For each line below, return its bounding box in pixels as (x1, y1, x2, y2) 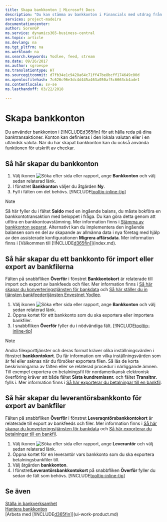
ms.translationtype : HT (5, 68, 55, 73)
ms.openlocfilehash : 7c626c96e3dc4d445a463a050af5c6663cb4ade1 (5, 77, 140, 82)
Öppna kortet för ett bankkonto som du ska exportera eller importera (12, 312, 154, 318)
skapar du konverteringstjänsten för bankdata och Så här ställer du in (5, 287, 148, 293)
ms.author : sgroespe (5, 63, 48, 68)
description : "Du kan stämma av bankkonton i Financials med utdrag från (5, 12, 162, 17)
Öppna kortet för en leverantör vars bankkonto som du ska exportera (12, 451, 154, 457)
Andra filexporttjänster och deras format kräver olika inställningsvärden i (5, 348, 154, 354)
